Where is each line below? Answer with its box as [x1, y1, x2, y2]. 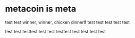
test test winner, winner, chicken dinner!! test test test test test [5, 19, 130, 25]
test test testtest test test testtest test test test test [5, 28, 106, 34]
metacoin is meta [5, 3, 77, 14]
